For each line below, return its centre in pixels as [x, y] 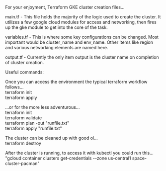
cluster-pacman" [22, 163]
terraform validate [24, 118]
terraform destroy [23, 143]
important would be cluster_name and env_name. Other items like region [79, 42]
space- [139, 158]
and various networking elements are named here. [57, 47]
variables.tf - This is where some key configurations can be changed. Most [82, 37]
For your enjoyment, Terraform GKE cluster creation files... [65, 7]
